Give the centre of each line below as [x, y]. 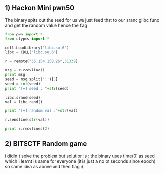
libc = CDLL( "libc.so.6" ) [31, 52]
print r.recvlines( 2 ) [27, 129]
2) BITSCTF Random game [46, 144]
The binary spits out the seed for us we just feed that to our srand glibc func [82, 20]
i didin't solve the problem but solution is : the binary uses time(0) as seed [80, 156]
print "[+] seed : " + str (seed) [37, 88]
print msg [15, 75]
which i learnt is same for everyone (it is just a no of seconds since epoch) [80, 161]
